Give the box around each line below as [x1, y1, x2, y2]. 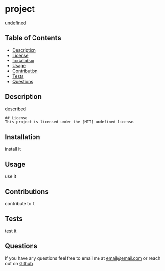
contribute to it [5, 201, 35, 206]
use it [5, 173, 16, 179]
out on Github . [5, 260, 34, 266]
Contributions [5, 187, 49, 196]
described [5, 106, 26, 112]
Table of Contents [5, 34, 62, 42]
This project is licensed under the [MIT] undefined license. [5, 120, 135, 124]
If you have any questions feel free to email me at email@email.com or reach [5, 255, 161, 261]
